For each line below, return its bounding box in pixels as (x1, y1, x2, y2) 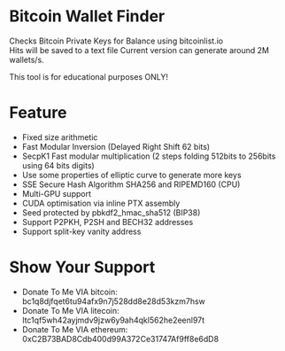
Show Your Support (9, 257, 156, 277)
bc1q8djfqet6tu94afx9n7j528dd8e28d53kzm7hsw (21, 295, 206, 307)
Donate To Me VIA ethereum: (21, 324, 128, 334)
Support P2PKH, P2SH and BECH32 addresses (21, 216, 194, 227)
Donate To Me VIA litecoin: (21, 305, 119, 316)
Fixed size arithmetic (21, 131, 98, 143)
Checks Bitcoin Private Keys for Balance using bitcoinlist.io (9, 35, 224, 46)
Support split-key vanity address (21, 226, 142, 237)
